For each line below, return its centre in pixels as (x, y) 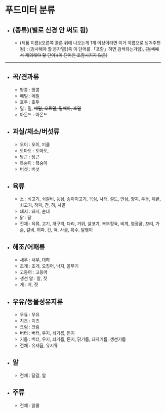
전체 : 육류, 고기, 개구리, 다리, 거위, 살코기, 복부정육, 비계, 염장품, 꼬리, (87, 224)
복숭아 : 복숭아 (34, 163)
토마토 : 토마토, (34, 150)
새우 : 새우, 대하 (35, 260)
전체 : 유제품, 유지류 (39, 345)
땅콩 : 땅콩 (30, 90)
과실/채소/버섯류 (36, 132)
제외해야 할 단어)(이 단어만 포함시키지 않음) (66, 55)
